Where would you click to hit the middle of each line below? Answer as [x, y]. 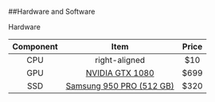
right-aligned [120, 60]
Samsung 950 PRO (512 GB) [120, 86]
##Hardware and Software [52, 12]
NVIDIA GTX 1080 [120, 73]
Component [35, 47]
